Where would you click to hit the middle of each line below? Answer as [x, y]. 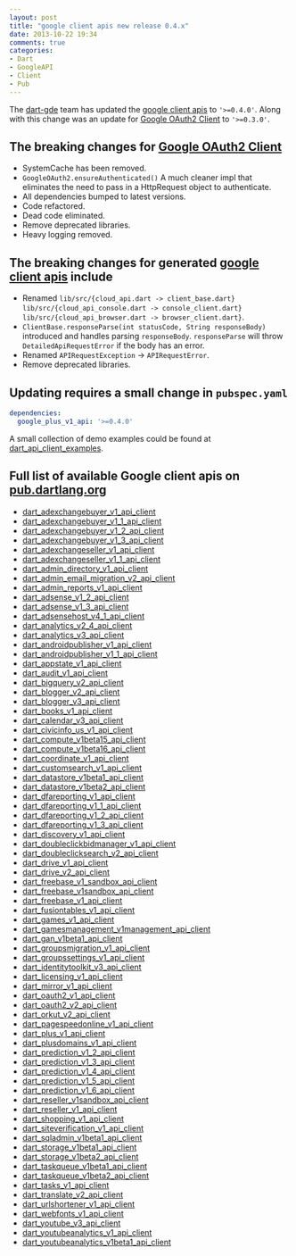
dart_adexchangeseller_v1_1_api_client [91, 559]
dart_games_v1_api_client [68, 919]
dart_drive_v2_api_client [66, 872]
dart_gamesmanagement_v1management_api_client [116, 928]
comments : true [37, 42]
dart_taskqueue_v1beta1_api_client [85, 1166]
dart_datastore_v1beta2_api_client [84, 786]
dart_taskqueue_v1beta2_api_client [86, 1176]
